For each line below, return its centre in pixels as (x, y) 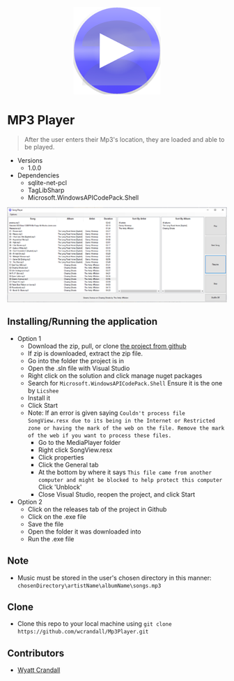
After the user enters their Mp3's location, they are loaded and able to (124, 139)
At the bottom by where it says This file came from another (125, 472)
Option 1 (29, 338)
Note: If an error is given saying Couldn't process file (107, 413)
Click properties (61, 457)
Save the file (46, 524)
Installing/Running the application (83, 322)
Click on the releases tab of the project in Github (97, 509)
